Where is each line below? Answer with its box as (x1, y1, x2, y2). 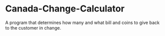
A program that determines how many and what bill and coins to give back (5, 19, 160, 25)
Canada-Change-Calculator (5, 3, 125, 14)
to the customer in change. (5, 24, 62, 30)
